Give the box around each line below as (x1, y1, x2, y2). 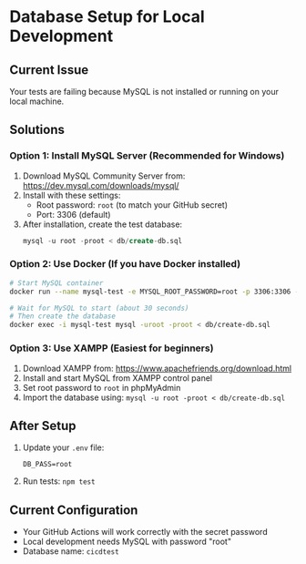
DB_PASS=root (22, 460, 73, 469)
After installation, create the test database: (22, 219, 183, 230)
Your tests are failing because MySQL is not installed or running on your (9, 87, 280, 97)
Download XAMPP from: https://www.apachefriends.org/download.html (22, 363, 292, 374)
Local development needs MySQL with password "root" (22, 536, 232, 548)
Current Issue (9, 62, 89, 77)
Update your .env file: (22, 442, 105, 453)
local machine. (9, 96, 65, 107)
